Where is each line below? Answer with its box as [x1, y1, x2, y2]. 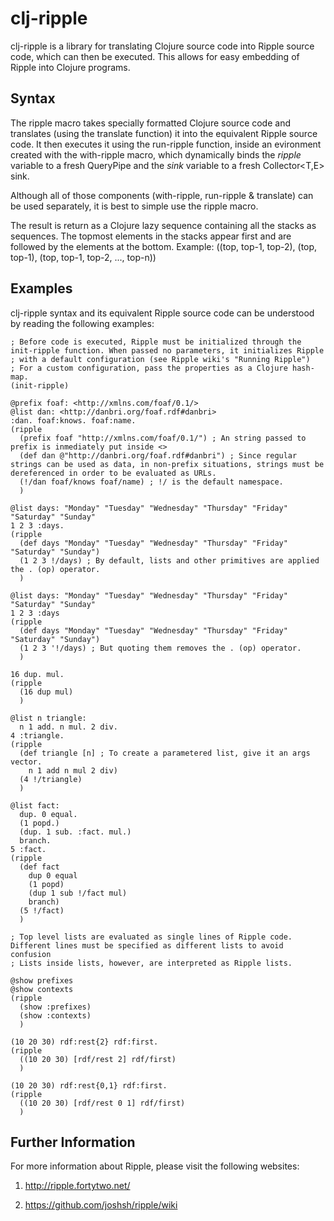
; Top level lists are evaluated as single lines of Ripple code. [10, 932, 293, 942]
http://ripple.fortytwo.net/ [24, 1180, 131, 1192]
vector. [10, 757, 43, 767]
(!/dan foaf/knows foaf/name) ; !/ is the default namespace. [19, 477, 284, 487]
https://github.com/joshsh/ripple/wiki [24, 1199, 178, 1211]
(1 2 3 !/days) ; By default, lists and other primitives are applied [19, 555, 320, 566]
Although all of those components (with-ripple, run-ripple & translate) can [10, 189, 314, 201]
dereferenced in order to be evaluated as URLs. [10, 468, 217, 478]
